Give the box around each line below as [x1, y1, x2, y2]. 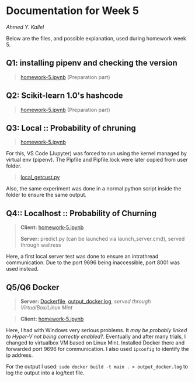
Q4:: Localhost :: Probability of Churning [6, 208, 157, 218]
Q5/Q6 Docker [6, 282, 60, 292]
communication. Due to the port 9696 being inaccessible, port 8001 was [6, 259, 180, 266]
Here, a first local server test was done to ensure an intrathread [6, 253, 159, 260]
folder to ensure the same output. [6, 192, 86, 199]
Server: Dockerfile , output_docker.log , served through [20, 298, 151, 305]
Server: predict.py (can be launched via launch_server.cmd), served [20, 236, 185, 243]
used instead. [6, 265, 39, 272]
